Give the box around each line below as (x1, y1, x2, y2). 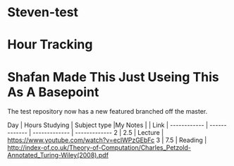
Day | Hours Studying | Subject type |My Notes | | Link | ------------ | (7, 121, 209, 129)
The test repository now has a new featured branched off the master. (7, 107, 208, 116)
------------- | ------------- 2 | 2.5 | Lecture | (32, 129, 164, 137)
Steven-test (7, 4, 79, 20)
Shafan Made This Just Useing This (7, 69, 220, 85)
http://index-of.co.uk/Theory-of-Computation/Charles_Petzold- (7, 143, 192, 152)
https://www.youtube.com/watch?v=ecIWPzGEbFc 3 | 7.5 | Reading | (7, 136, 207, 145)
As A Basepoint (7, 84, 99, 100)
